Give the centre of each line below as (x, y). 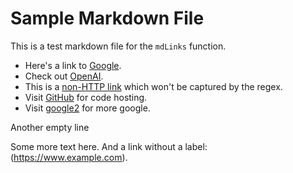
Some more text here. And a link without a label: (109, 146)
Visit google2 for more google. (87, 108)
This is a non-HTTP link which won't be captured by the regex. (153, 86)
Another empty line (50, 127)
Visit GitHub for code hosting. (86, 97)
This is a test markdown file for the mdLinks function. (118, 46)
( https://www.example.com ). (69, 157)
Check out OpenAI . (64, 76)
